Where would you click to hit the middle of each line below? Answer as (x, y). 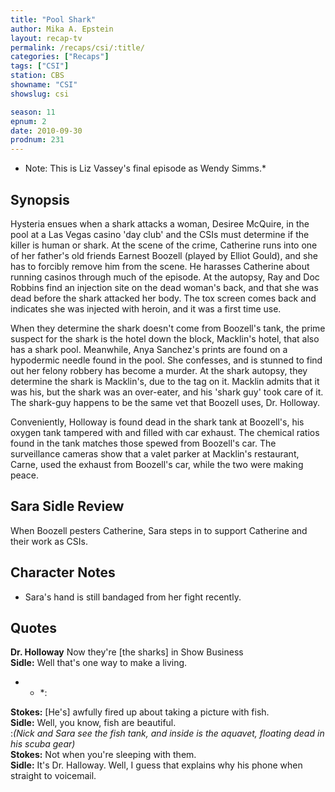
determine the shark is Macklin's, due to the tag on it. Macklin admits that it (165, 381)
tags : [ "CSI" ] (40, 66)
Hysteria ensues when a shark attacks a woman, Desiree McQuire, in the (160, 223)
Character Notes (63, 572)
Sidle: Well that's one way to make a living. (99, 663)
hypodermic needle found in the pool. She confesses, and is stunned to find (166, 360)
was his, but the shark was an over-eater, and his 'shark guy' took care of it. (167, 392)
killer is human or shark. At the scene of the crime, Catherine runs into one (164, 245)
